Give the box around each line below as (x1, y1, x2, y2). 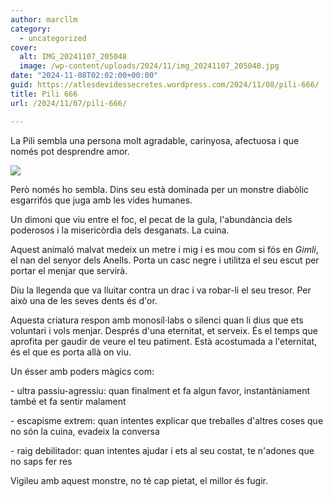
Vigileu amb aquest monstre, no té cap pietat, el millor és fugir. (10, 474, 269, 486)
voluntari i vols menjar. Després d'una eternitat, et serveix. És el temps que (10, 324, 318, 336)
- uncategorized (19, 33, 87, 43)
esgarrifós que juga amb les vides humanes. (10, 194, 193, 206)
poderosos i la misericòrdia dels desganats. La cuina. (10, 224, 230, 236)
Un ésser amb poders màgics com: (10, 365, 155, 377)
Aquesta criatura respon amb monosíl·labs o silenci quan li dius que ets (10, 314, 304, 326)
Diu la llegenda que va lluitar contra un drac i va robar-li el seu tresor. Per (10, 284, 312, 296)
